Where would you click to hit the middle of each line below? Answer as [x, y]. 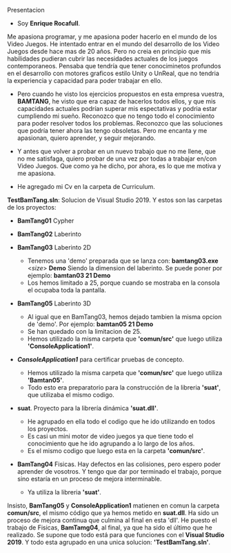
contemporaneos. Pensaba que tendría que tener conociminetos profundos [114, 66]
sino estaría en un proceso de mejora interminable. [89, 479]
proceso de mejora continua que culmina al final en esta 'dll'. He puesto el [112, 520]
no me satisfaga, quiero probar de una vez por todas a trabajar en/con [117, 159]
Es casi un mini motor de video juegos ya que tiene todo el [110, 436]
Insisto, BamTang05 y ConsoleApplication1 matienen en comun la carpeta [113, 505]
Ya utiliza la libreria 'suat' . [64, 492]
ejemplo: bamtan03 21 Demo [69, 275]
